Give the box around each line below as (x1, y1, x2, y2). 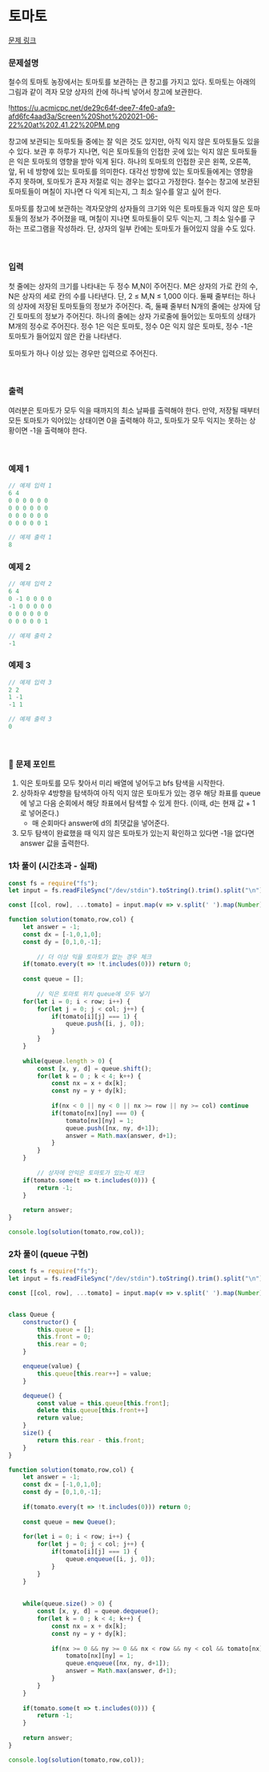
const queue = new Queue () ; (22, 1518, 116, 1526)
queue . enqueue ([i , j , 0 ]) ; (65, 1556, 156, 1564)
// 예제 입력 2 (8, 580, 52, 588)
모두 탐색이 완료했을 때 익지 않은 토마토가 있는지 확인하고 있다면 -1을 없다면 (19, 829, 255, 838)
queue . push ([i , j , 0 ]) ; (65, 1019, 146, 1028)
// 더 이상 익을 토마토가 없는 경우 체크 (37, 953, 152, 961)
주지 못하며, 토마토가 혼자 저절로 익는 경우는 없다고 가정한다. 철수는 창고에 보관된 (8, 177, 260, 187)
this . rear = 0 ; (37, 1340, 88, 1349)
